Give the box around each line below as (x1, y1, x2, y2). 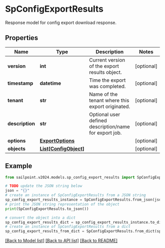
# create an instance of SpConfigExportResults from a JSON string (5, 193, 146, 198)
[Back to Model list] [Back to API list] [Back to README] (5, 238, 118, 244)
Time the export (89, 77, 126, 84)
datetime (39, 80, 61, 87)
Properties (5, 34, 38, 42)
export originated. (89, 103, 130, 110)
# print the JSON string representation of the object (5, 202, 120, 206)
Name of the (89, 90, 118, 97)
